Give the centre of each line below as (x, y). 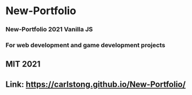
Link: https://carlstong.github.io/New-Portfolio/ (96, 84)
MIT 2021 (23, 64)
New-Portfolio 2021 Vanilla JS (49, 30)
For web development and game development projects (86, 45)
